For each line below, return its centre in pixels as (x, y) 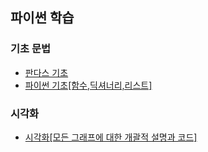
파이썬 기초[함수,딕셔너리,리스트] (88, 85)
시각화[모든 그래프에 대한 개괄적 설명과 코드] (111, 137)
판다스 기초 (46, 72)
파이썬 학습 (42, 18)
